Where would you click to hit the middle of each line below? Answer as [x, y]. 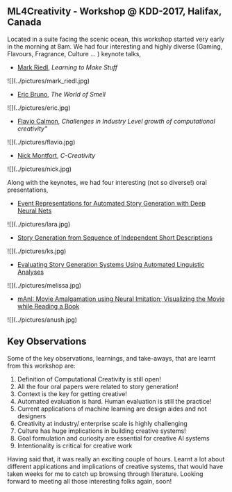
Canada [24, 23]
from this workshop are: [41, 366]
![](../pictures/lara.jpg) [39, 224]
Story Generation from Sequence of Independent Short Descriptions [115, 237]
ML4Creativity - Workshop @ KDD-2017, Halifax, [115, 11]
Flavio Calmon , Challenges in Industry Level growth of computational [116, 121]
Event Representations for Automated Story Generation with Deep [111, 203]
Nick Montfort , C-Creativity [56, 155]
